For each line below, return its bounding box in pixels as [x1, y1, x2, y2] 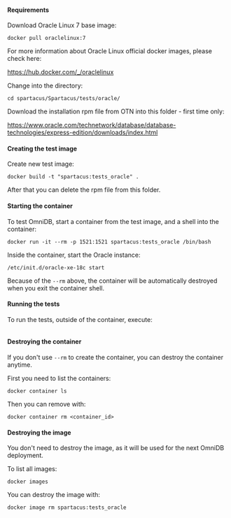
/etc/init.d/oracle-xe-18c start [7, 264, 105, 271]
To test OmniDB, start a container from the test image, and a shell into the [7, 217, 219, 225]
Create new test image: [7, 160, 75, 168]
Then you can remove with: [7, 400, 86, 409]
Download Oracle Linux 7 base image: [7, 21, 117, 29]
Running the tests [7, 300, 60, 308]
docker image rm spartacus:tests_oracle [7, 504, 127, 511]
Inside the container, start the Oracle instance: [7, 251, 141, 259]
